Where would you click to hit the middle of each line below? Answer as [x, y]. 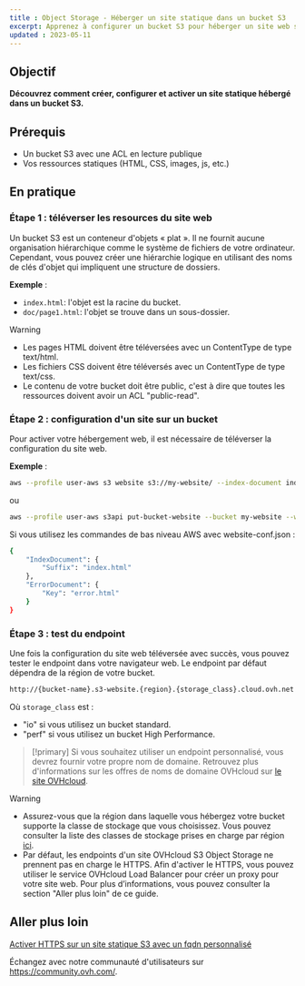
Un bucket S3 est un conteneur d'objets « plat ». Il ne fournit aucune [137, 238]
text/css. [39, 376]
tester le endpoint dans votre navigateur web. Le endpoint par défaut [138, 663]
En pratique [43, 192]
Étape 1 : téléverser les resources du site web [111, 218]
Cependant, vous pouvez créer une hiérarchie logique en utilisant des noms [151, 257]
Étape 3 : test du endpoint [67, 634]
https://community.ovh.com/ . [64, 971]
